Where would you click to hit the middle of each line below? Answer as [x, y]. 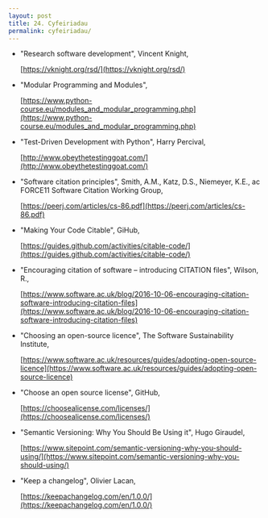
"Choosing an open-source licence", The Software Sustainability [127, 336]
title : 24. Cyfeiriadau [48, 23]
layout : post [30, 16]
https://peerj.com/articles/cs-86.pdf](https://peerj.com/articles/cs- [134, 206]
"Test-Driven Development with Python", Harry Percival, [113, 142]
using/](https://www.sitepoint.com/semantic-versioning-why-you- [130, 457]
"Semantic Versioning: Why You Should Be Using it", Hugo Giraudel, [132, 432]
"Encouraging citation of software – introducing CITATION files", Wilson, [139, 270]
